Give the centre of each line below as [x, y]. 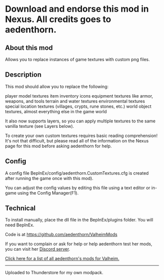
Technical [20, 208]
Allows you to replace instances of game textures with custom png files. [77, 59]
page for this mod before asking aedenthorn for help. [59, 146]
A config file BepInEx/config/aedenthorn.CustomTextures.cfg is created [77, 173]
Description [23, 75]
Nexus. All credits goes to [58, 19]
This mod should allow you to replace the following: [57, 86]
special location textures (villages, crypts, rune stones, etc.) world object [78, 106]
